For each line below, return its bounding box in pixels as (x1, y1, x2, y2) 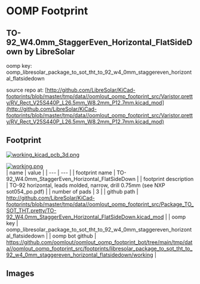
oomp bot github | (52, 232, 97, 239)
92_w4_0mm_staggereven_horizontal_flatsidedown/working (6, 251, 153, 258)
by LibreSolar (24, 46, 75, 57)
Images (6, 269, 35, 279)
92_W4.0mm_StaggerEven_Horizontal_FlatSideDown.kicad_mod (6, 213, 164, 220)
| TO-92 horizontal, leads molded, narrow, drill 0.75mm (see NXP (6, 182, 165, 189)
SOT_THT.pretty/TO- (6, 207, 57, 214)
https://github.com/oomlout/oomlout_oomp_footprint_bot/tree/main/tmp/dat (6, 238, 193, 245)
